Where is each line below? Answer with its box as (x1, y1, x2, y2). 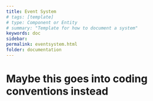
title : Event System (6, 8, 57, 15)
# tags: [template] (6, 14, 54, 20)
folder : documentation (6, 47, 62, 53)
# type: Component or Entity (6, 19, 78, 25)
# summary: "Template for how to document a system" (6, 25, 138, 31)
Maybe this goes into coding (6, 72, 148, 85)
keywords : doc (6, 31, 41, 36)
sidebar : (6, 36, 28, 42)
